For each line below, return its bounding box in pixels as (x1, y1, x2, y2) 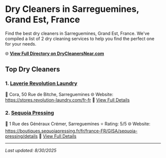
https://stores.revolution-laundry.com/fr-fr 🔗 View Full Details (5, 97, 130, 103)
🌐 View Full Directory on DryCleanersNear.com (5, 51, 105, 56)
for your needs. (5, 41, 37, 47)
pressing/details (5, 133, 38, 139)
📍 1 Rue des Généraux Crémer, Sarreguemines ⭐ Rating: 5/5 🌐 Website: (5, 120, 151, 127)
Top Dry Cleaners (5, 65, 60, 74)
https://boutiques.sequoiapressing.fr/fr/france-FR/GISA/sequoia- (5, 128, 138, 134)
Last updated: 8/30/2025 (5, 147, 57, 153)
